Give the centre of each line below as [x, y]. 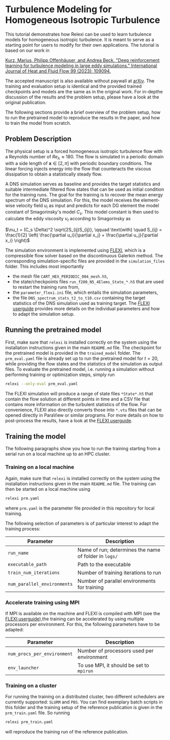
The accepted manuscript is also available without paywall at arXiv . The [80, 81]
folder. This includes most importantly [45, 266]
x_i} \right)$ [18, 240]
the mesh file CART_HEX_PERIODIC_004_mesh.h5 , [60, 276]
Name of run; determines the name [119, 550]
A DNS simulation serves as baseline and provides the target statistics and [83, 184]
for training [91, 587]
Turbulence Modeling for [59, 9]
